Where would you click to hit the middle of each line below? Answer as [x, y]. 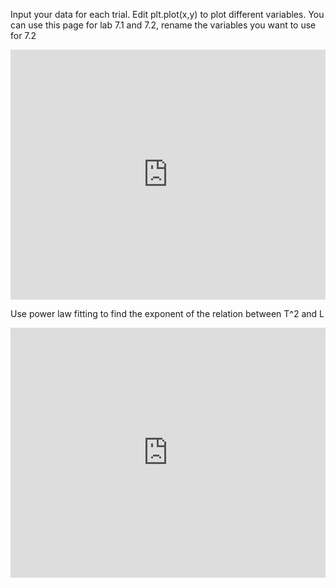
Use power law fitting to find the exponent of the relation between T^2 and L [167, 313]
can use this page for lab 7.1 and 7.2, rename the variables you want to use [163, 25]
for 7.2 [23, 35]
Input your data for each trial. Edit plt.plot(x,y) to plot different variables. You [167, 14]
